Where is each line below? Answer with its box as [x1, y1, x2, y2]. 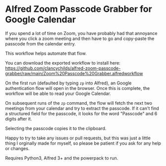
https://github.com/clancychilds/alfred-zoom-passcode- [5, 65, 121, 71]
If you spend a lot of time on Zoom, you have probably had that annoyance [5, 30, 158, 36]
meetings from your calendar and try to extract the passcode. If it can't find [5, 105, 160, 111]
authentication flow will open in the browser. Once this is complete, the [5, 85, 150, 91]
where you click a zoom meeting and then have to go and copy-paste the [5, 36, 155, 41]
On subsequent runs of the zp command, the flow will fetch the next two [5, 100, 153, 106]
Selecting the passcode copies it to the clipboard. [5, 125, 107, 131]
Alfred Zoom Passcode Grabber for [5, 3, 152, 15]
